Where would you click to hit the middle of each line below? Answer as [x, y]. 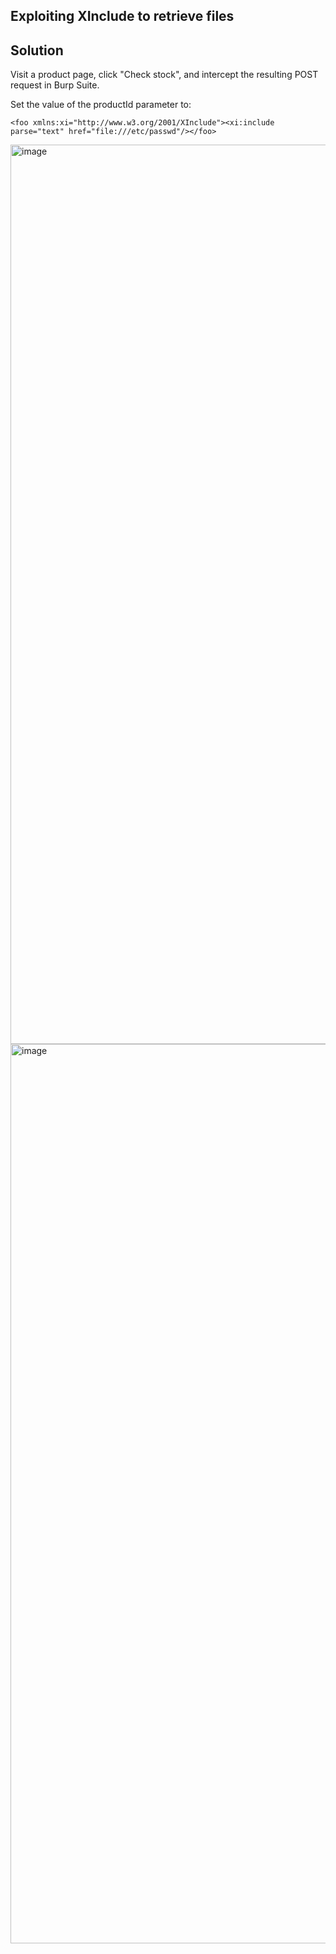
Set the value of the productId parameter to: [101, 105]
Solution [37, 50]
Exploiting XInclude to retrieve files [122, 16]
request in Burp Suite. [55, 85]
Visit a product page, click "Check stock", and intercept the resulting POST [164, 75]
